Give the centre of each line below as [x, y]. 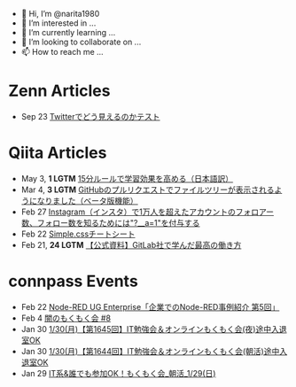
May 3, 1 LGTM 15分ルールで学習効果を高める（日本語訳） [127, 178]
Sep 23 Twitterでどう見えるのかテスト [90, 116]
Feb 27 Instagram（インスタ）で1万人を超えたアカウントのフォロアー [148, 212]
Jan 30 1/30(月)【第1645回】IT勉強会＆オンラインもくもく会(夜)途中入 [150, 329]
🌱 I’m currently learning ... [68, 32]
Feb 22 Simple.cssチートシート [78, 234]
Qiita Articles [58, 153]
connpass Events [73, 281]
